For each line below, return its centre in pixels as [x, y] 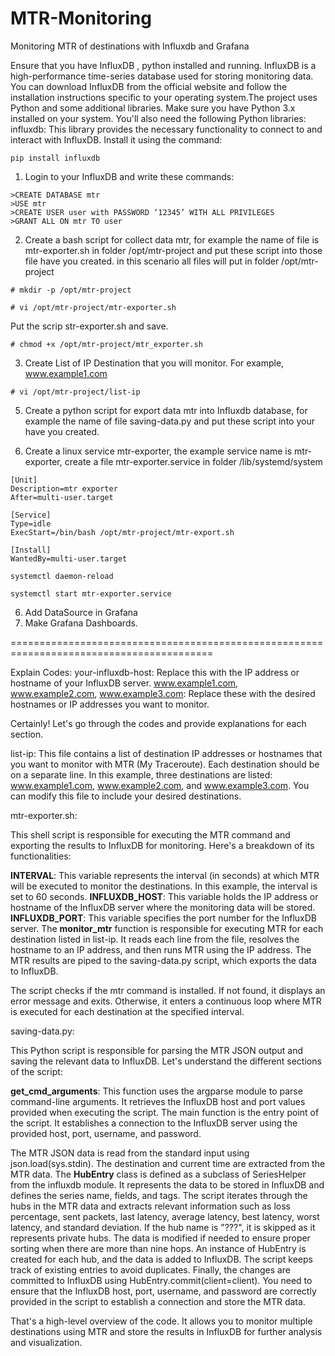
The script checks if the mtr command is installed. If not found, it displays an [168, 990]
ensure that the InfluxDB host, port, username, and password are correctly [163, 1291]
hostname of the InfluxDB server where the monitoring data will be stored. [163, 907]
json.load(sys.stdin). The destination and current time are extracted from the [168, 1163]
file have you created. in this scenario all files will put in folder [152, 261]
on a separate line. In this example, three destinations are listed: [141, 774]
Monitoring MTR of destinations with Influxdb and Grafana [130, 46]
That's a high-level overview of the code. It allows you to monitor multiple [161, 1321]
